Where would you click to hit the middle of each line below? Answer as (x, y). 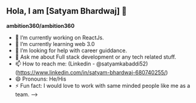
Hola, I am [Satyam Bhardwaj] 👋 (67, 11)
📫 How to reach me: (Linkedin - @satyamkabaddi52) (81, 64)
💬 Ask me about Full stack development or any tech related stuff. (96, 57)
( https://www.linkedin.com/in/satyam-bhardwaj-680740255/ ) (91, 72)
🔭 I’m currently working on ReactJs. (59, 38)
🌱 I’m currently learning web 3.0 (55, 44)
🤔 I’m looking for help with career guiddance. (71, 50)
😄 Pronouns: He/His (41, 79)
